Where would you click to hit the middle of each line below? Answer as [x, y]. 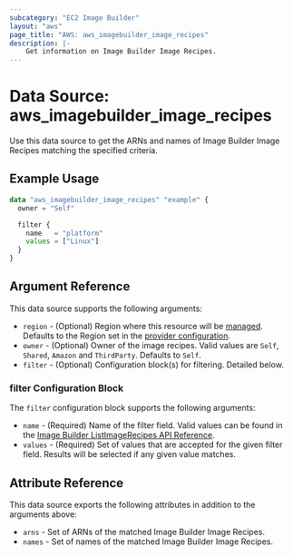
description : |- [40, 43]
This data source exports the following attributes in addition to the [132, 504]
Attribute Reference [67, 483]
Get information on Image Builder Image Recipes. [122, 52]
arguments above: [43, 514]
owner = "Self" [46, 208]
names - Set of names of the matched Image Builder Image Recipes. [148, 541]
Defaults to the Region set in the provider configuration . [127, 336]
